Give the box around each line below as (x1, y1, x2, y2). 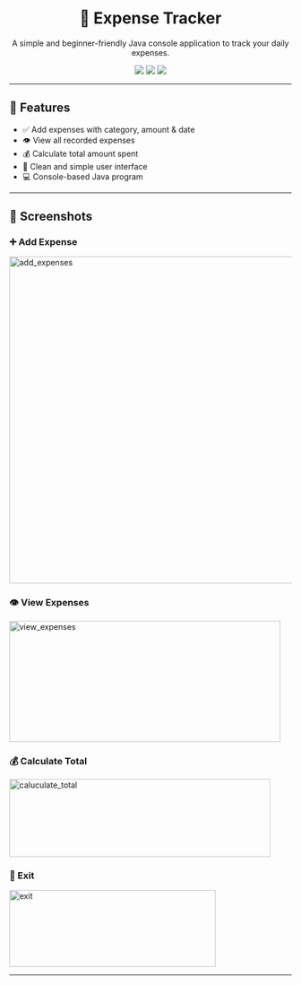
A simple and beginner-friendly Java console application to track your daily (12, 38, 289, 48)
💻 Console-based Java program (21, 170, 143, 182)
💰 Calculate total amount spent (21, 148, 139, 159)
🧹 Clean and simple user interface (21, 161, 148, 171)
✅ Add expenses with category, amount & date (21, 124, 195, 135)
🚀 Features (9, 100, 71, 116)
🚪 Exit (9, 869, 35, 882)
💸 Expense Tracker (79, 8, 222, 29)
